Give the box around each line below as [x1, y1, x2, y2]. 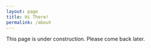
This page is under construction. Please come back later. [6, 36, 145, 43]
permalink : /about [6, 19, 52, 25]
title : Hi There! [6, 14, 49, 20]
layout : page [6, 8, 38, 15]
